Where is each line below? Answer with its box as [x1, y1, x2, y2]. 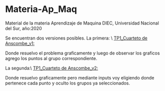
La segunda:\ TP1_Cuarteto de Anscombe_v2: [5, 65, 98, 71]
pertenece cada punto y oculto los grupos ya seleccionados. [5, 80, 130, 86]
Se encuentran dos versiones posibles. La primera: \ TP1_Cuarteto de [5, 35, 147, 41]
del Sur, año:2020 [5, 25, 42, 31]
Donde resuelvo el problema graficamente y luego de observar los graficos [5, 50, 160, 56]
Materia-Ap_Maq [5, 3, 77, 15]
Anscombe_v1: [5, 40, 35, 46]
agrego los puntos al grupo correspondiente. [5, 55, 97, 61]
